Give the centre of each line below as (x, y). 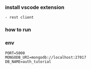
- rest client (20, 18)
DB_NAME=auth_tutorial (28, 62)
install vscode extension (35, 7)
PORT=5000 (15, 53)
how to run (18, 30)
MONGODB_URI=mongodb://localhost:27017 (46, 57)
